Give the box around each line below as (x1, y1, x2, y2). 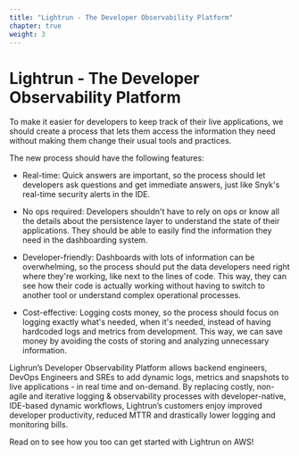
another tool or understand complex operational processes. (21, 290, 241, 301)
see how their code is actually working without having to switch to (21, 280, 266, 291)
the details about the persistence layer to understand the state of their (21, 216, 280, 227)
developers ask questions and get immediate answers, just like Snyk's (21, 179, 280, 190)
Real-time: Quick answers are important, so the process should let (21, 170, 266, 181)
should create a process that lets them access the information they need (9, 126, 276, 137)
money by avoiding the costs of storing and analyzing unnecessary (21, 336, 270, 346)
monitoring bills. (9, 419, 69, 430)
